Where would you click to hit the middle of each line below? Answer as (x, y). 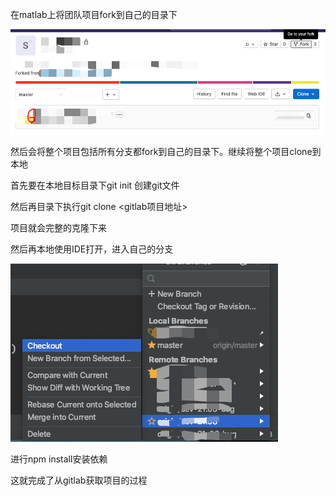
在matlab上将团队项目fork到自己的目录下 (94, 14)
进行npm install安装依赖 (59, 459)
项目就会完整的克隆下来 (58, 227)
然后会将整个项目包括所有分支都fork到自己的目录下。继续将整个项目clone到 (166, 151)
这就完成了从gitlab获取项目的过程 (79, 480)
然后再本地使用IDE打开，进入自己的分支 (92, 249)
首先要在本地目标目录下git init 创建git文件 (95, 185)
